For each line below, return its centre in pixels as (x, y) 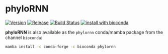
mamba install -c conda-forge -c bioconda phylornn (60, 46)
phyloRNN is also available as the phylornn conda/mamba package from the (84, 32)
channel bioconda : (24, 37)
